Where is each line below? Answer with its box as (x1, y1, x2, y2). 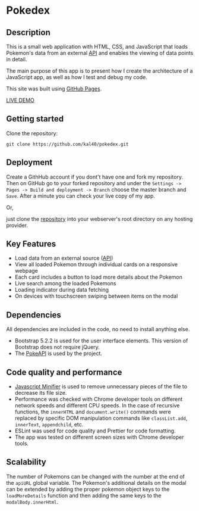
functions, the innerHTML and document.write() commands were (14, 409, 171, 416)
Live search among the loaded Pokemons (14, 280, 117, 287)
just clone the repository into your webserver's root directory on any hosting (6, 215, 193, 222)
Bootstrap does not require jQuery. (14, 344, 100, 351)
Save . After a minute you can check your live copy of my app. (6, 192, 156, 200)
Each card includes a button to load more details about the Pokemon (14, 273, 183, 281)
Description (6, 27, 50, 38)
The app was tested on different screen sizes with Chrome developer (14, 434, 184, 441)
